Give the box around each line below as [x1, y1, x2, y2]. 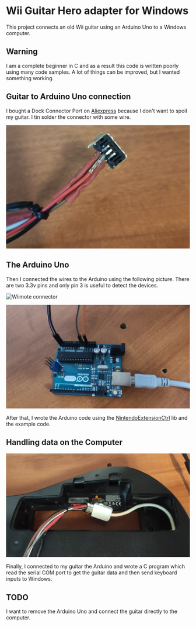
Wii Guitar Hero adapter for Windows [6, 4, 188, 18]
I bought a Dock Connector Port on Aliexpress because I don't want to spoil [6, 107, 188, 114]
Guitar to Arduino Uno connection [6, 92, 131, 102]
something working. [6, 74, 54, 81]
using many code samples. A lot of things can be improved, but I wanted [6, 68, 180, 76]
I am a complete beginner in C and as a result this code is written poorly [6, 62, 179, 69]
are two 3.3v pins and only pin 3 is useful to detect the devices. [6, 282, 159, 289]
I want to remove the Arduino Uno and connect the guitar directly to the [6, 608, 178, 615]
